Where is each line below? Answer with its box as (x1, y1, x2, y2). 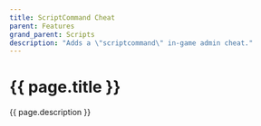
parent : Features (9, 22, 75, 31)
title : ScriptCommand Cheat (9, 13, 116, 22)
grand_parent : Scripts (9, 30, 95, 39)
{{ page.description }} (9, 107, 92, 118)
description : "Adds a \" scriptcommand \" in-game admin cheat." (9, 38, 254, 48)
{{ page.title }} (9, 77, 121, 97)
